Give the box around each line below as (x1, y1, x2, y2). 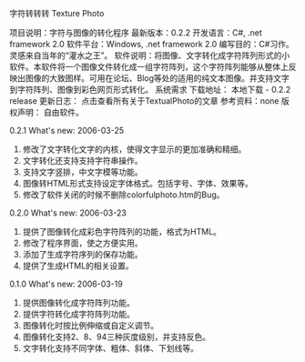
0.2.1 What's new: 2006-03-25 (9, 126, 125, 136)
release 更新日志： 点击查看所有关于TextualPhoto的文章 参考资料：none (9, 96, 280, 106)
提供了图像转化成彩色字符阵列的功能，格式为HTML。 (22, 226, 221, 236)
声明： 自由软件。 (16, 107, 84, 117)
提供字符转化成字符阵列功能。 (22, 308, 135, 319)
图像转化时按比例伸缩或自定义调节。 (22, 320, 159, 330)
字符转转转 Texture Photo (9, 8, 105, 18)
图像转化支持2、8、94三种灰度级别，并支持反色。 (22, 331, 211, 342)
